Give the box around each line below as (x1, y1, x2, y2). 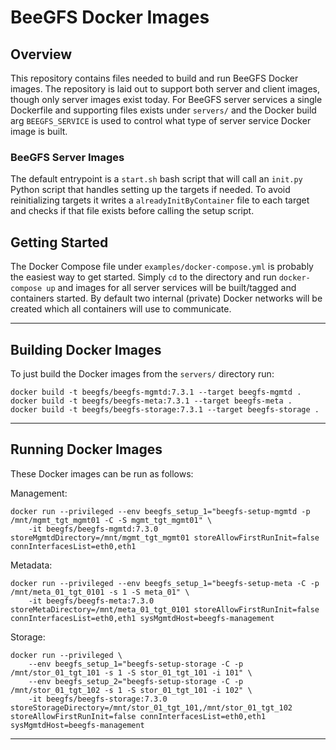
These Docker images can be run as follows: (10, 467, 194, 480)
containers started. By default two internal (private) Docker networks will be (10, 292, 323, 305)
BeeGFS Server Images (10, 150, 125, 164)
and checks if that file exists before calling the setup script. (10, 205, 255, 217)
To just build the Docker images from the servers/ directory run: (10, 367, 275, 380)
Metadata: (10, 559, 53, 571)
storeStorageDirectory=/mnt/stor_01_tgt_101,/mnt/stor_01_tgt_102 (10, 702, 293, 713)
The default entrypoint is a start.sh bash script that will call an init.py (10, 173, 303, 185)
